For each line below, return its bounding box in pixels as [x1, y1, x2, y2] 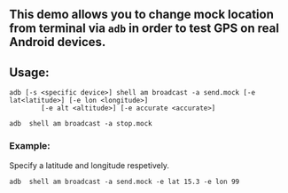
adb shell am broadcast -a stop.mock [9, 120, 152, 128]
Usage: [9, 65, 51, 80]
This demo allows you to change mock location [9, 7, 275, 22]
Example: [9, 140, 51, 152]
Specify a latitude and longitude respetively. [9, 159, 170, 171]
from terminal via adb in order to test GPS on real [9, 21, 279, 36]
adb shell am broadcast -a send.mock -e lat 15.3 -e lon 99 [9, 177, 240, 186]
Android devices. [9, 35, 106, 50]
